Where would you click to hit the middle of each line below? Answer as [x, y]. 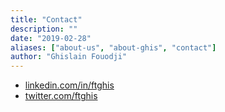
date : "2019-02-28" [51, 38]
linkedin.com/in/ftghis [69, 85]
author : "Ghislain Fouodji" [69, 57]
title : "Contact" [46, 19]
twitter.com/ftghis [61, 96]
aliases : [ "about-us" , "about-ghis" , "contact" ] [113, 47]
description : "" [44, 29]
